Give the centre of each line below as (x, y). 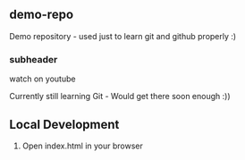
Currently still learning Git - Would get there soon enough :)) (120, 97)
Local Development (64, 124)
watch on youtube (42, 79)
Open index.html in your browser (82, 146)
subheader (34, 59)
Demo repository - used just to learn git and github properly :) (123, 36)
